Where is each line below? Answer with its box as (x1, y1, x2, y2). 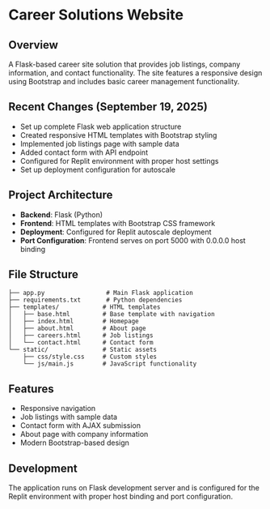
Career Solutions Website (8, 6, 184, 24)
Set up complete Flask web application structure (19, 122, 182, 131)
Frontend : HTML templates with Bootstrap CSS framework (19, 218, 216, 228)
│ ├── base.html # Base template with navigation (8, 310, 216, 319)
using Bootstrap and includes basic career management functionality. (8, 77, 240, 86)
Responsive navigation (19, 404, 96, 413)
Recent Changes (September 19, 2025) (8, 100, 208, 114)
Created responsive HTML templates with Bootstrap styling (19, 130, 217, 139)
